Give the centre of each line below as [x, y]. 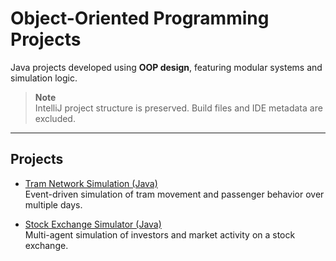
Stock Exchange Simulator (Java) [93, 224]
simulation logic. [44, 78]
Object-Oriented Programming [140, 18]
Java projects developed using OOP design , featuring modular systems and [166, 67]
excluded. [55, 118]
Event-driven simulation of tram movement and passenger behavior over [174, 194]
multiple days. [53, 204]
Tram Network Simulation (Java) [91, 183]
